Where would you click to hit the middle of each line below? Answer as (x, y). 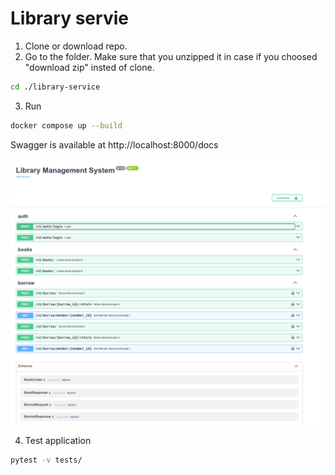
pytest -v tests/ (46, 460)
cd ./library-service (55, 87)
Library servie (69, 18)
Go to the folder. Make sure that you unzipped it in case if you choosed (171, 56)
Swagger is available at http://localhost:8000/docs (114, 144)
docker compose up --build (66, 125)
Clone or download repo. (76, 46)
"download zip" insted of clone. (89, 67)
